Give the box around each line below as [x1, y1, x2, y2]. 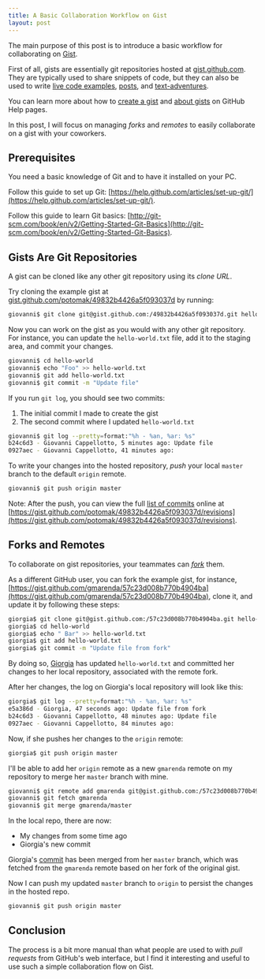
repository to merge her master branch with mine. [8, 772, 169, 781]
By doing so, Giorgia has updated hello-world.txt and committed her [8, 659, 235, 668]
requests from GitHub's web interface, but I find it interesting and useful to [8, 953, 250, 962]
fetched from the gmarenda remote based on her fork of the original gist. [8, 863, 241, 873]
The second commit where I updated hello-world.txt [19, 417, 195, 426]
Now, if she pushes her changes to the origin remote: [8, 734, 184, 743]
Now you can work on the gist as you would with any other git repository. [8, 325, 246, 334]
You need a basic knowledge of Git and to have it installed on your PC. [8, 172, 237, 181]
